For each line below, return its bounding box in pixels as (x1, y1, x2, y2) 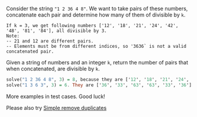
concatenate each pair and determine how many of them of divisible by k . (6, 11, 186, 18)
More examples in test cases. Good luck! (6, 93, 105, 100)
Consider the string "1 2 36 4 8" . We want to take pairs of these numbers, (6, 5, 188, 12)
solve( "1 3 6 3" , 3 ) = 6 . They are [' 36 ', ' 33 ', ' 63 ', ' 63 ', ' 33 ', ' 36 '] (6, 82, 192, 88)
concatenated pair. (6, 48, 54, 54)
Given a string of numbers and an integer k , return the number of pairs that (6, 59, 188, 66)
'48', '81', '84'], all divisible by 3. (6, 28, 108, 34)
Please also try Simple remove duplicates (6, 104, 107, 111)
